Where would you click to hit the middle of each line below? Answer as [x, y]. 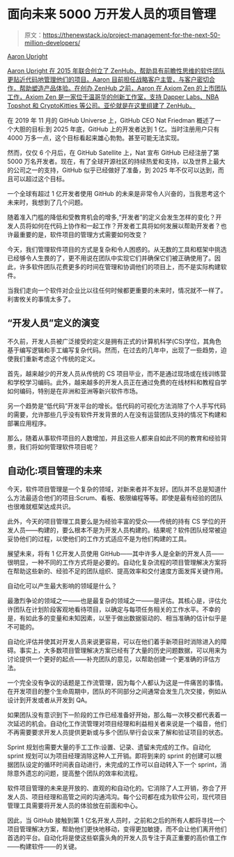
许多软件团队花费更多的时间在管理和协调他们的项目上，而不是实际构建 [120, 266]
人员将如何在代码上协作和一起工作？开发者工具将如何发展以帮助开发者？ [117, 226]
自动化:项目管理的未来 [55, 471]
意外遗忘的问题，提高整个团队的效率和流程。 [77, 773]
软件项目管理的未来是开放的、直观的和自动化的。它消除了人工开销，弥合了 [114, 788]
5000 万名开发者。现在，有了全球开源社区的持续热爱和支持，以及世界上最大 [116, 161]
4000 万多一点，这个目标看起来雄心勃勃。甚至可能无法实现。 [95, 137]
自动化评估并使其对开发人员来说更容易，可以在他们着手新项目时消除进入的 [114, 642]
